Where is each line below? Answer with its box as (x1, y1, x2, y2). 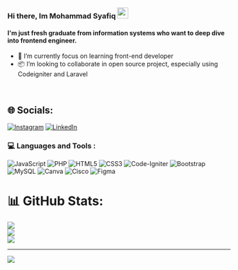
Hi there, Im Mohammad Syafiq (7, 11, 116, 20)
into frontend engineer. (7, 36, 77, 45)
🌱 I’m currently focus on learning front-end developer (17, 52, 174, 60)
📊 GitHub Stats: (7, 193, 104, 209)
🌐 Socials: (7, 104, 54, 116)
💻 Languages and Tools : (7, 141, 96, 151)
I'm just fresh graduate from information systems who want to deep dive (7, 28, 225, 37)
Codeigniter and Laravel (17, 70, 89, 78)
